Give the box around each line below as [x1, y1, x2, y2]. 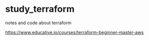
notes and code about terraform [5, 20, 72, 26]
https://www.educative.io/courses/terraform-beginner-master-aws [5, 29, 144, 35]
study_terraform [5, 3, 74, 15]
